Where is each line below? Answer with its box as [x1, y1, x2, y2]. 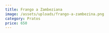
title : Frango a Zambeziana [5, 7, 63, 12]
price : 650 [5, 20, 27, 26]
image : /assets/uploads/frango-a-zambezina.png [5, 12, 105, 16]
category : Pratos [5, 16, 41, 21]
